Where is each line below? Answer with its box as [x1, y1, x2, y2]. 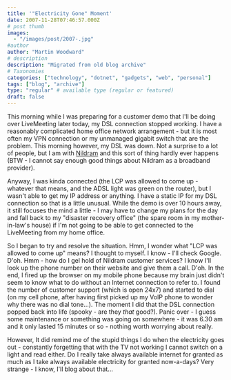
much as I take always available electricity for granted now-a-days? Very [7, 358, 214, 366]
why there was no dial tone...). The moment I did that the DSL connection [7, 301, 215, 308]
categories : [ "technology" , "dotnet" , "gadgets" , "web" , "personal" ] [7, 74, 212, 81]
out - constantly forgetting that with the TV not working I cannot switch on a [7, 343, 223, 351]
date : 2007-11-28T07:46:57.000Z [7, 17, 100, 23]
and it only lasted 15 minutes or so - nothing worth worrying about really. [7, 322, 214, 330]
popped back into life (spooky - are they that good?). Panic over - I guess [7, 308, 216, 316]
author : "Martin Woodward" [7, 49, 85, 56]
